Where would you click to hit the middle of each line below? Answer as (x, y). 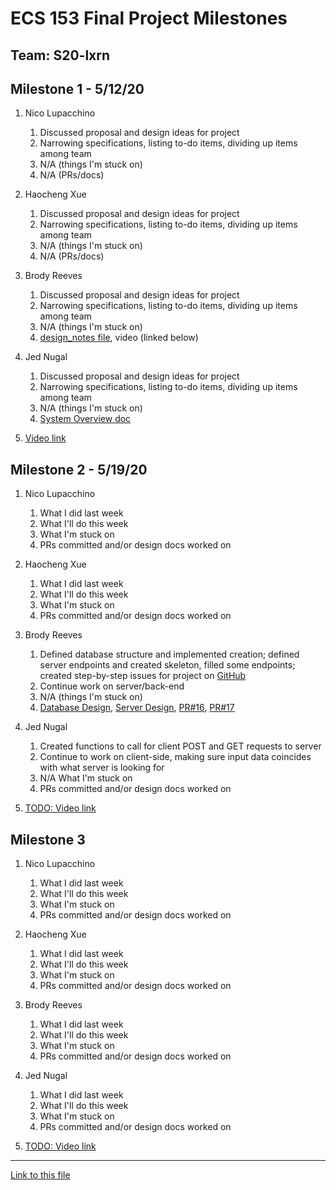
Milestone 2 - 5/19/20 (79, 469)
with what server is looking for (102, 768)
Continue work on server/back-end (112, 686)
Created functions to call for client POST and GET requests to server (180, 746)
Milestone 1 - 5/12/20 (77, 88)
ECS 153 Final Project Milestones (149, 18)
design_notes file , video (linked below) (119, 338)
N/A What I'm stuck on (86, 778)
